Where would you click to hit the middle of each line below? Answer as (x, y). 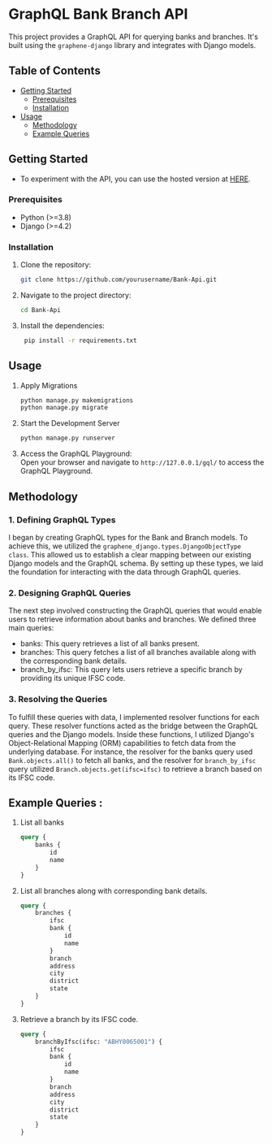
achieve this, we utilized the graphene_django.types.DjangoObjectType (125, 546)
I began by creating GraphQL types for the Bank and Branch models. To (128, 537)
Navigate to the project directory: (76, 295)
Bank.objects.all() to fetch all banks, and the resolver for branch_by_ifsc (132, 760)
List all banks (42, 822)
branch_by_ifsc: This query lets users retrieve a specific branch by (131, 669)
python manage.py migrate (64, 408)
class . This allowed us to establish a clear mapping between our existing (130, 554)
